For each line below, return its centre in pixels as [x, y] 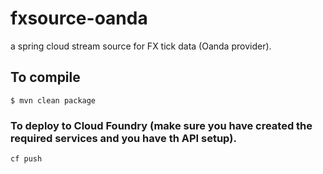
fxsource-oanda [79, 18]
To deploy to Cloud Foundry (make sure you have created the [161, 125]
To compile [45, 77]
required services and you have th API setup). [123, 138]
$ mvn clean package [53, 100]
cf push [26, 159]
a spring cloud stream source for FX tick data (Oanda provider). [141, 46]
